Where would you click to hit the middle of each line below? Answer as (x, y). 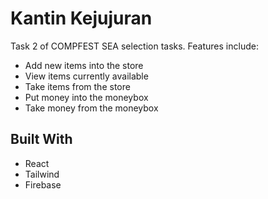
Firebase (43, 184)
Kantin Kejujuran (81, 18)
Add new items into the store (84, 65)
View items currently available (86, 76)
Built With (41, 139)
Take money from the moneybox (91, 108)
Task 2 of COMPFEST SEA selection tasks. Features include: (134, 46)
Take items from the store (77, 86)
